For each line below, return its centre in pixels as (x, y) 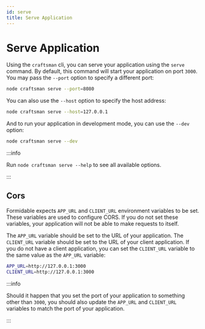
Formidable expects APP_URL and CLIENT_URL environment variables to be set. (103, 210)
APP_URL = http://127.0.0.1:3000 (46, 266)
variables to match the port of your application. (65, 308)
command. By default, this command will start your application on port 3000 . (102, 72)
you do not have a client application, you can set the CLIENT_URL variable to (101, 248)
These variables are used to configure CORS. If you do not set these (92, 217)
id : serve (19, 12)
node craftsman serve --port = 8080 (50, 89)
